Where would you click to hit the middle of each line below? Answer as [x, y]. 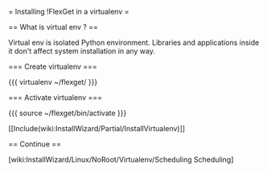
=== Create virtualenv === [53, 66]
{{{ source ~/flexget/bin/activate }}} [68, 113]
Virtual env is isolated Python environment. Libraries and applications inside [134, 42]
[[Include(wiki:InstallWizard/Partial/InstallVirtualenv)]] [97, 128]
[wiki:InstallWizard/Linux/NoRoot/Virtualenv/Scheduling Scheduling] [121, 160]
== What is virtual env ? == [53, 27]
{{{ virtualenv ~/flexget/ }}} [53, 82]
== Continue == [35, 144]
